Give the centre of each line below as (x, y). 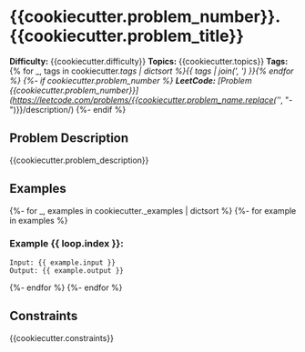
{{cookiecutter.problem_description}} (79, 160)
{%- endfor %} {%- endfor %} (66, 287)
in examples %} (39, 220)
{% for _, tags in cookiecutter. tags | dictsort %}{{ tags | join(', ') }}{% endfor (152, 71)
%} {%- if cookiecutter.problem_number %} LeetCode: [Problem (131, 80)
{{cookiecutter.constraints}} (61, 337)
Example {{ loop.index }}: (67, 244)
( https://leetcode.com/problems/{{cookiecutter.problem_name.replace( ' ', (147, 100)
